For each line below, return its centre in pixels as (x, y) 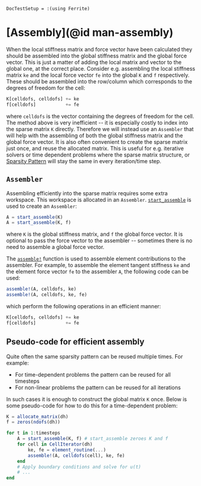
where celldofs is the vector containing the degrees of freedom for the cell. (100, 116)
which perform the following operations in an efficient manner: (84, 306)
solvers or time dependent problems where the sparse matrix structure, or (98, 155)
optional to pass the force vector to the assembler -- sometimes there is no (99, 241)
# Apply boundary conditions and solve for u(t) (79, 467)
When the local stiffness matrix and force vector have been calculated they (99, 49)
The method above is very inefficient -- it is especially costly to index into (97, 122)
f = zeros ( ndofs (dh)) (33, 422)
